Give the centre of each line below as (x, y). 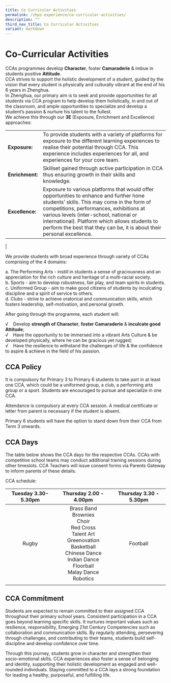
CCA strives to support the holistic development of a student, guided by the (84, 79)
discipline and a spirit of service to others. (49, 293)
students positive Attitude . (33, 74)
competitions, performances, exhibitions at (94, 209)
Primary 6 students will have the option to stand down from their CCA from (83, 421)
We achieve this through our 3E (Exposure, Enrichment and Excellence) (80, 117)
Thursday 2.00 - (83, 493)
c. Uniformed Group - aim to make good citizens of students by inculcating (83, 288)
